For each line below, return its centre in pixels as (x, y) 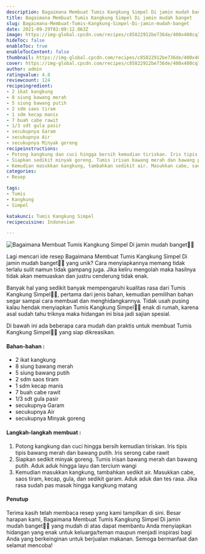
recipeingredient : (30, 86)
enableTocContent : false (38, 52)
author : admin (24, 69)
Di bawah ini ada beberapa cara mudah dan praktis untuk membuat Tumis (99, 326)
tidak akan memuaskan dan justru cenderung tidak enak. (77, 276)
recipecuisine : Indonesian (41, 222)
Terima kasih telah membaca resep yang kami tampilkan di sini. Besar (94, 512)
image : (15, 35)
